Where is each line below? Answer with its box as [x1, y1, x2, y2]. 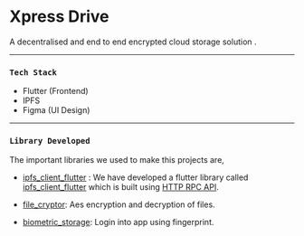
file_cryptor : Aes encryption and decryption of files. [22, 199, 215, 210]
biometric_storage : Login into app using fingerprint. [22, 216, 214, 227]
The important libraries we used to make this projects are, [9, 154, 224, 165]
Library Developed [9, 136, 90, 146]
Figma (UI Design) [22, 105, 90, 116]
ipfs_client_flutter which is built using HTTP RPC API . [22, 181, 219, 192]
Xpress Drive [9, 6, 110, 27]
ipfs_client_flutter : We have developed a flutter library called [22, 172, 249, 183]
